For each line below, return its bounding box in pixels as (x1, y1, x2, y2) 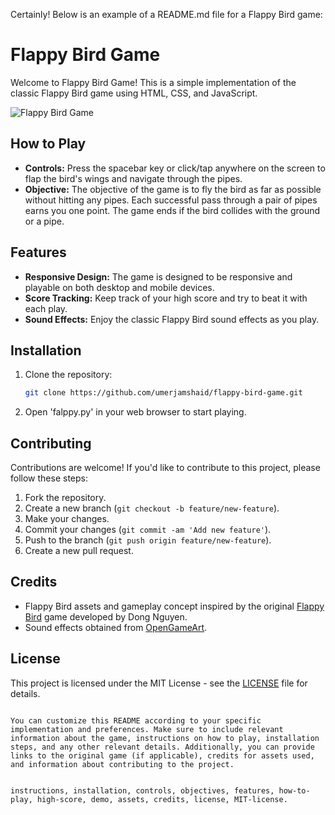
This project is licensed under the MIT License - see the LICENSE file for (10, 677, 308, 689)
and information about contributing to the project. (10, 759, 235, 769)
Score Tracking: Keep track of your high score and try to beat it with (24, 292, 308, 304)
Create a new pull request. (24, 545, 134, 557)
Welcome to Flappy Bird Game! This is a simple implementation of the (10, 76, 297, 88)
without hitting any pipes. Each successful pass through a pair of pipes (24, 194, 318, 206)
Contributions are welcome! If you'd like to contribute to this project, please (10, 462, 321, 474)
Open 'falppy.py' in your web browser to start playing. (24, 406, 247, 418)
